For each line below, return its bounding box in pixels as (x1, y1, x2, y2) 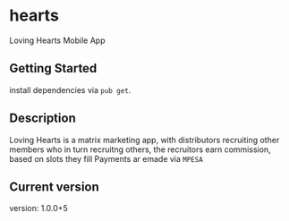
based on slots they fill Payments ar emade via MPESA (9, 153, 203, 164)
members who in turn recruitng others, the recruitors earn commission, (9, 144, 271, 155)
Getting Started (9, 61, 98, 76)
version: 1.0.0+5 (9, 203, 69, 214)
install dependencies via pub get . (9, 84, 132, 95)
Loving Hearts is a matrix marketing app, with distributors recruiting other (9, 134, 280, 145)
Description (9, 111, 76, 126)
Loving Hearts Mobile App (9, 35, 106, 46)
